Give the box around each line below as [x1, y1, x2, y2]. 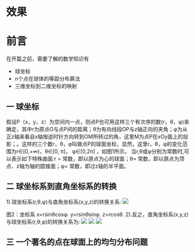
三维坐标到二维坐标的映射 [14, 83, 77, 90]
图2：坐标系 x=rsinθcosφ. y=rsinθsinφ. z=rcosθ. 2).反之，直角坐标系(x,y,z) [6, 211, 189, 218]
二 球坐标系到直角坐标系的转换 [6, 181, 117, 192]
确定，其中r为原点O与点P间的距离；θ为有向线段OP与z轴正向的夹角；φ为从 [6, 125, 188, 133]
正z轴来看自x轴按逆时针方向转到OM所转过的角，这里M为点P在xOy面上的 [6, 133, 183, 140]
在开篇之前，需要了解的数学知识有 [6, 55, 89, 63]
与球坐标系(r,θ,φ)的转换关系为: [6, 218, 80, 225]
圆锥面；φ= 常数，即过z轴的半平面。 [40, 162, 129, 169]
